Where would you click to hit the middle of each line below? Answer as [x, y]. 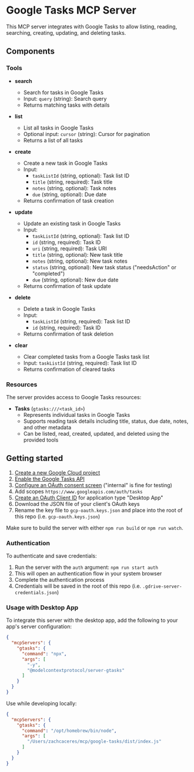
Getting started [35, 458]
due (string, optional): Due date [69, 194]
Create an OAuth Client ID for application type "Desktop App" [89, 498]
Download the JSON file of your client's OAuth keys [77, 503]
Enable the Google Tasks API [50, 479]
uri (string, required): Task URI [69, 249]
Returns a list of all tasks [53, 140]
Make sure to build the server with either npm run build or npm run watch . [95, 528]
